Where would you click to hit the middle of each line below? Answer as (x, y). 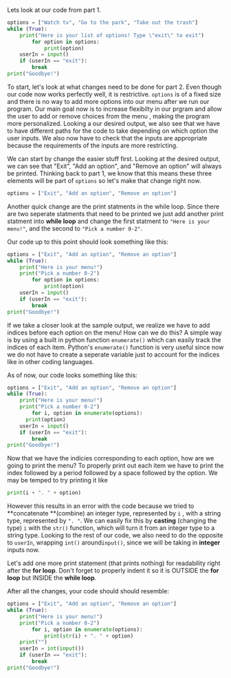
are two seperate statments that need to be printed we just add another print (115, 213)
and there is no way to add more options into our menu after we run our (108, 101)
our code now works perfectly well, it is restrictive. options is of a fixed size (114, 94)
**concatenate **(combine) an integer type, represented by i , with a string (114, 513)
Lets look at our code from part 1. (54, 10)
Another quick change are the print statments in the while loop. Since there (113, 206)
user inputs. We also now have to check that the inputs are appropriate (107, 138)
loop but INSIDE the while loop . (52, 578)
